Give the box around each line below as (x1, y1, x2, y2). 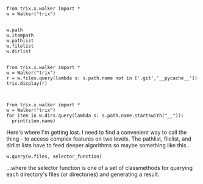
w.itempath (6, 32, 34, 39)
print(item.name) (12, 118, 56, 124)
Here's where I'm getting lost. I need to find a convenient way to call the (6, 129, 187, 136)
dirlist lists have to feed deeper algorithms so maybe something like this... (6, 142, 191, 149)
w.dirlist (6, 48, 32, 54)
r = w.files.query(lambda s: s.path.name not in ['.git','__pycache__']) (6, 75, 198, 81)
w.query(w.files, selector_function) (6, 153, 102, 160)
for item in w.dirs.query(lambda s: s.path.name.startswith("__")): (6, 112, 184, 119)
